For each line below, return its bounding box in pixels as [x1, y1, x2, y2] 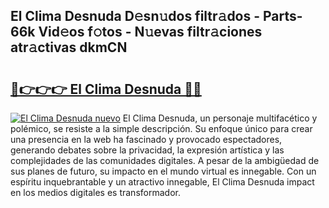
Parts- [263, 8, 303, 25]
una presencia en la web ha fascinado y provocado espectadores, [10, 134, 283, 145]
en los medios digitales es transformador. [10, 187, 181, 198]
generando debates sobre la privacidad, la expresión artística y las [10, 144, 285, 156]
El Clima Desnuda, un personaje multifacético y [122, 112, 318, 124]
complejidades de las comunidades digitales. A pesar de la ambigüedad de [10, 155, 320, 166]
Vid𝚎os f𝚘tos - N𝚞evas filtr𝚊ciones [38, 24, 263, 41]
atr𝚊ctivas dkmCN [10, 39, 128, 56]
